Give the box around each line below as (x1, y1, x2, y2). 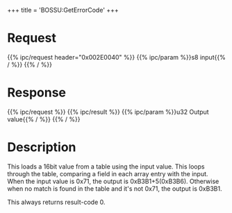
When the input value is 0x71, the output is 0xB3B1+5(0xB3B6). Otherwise (7, 177, 219, 185)
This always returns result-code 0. (7, 198, 106, 206)
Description (7, 139, 76, 155)
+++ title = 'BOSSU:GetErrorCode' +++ (7, 6, 119, 14)
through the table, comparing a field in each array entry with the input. (7, 169, 208, 178)
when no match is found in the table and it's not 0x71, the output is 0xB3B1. (7, 184, 222, 193)
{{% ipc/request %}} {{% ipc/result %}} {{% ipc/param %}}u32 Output (7, 108, 210, 116)
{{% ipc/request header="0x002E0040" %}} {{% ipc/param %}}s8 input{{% (7, 53, 226, 61)
